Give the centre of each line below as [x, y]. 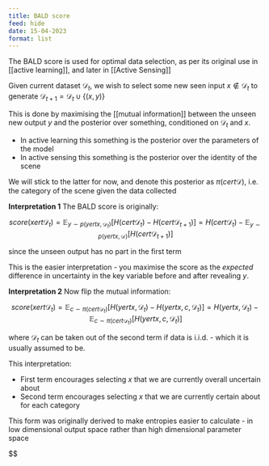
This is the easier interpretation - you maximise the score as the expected [131, 267]
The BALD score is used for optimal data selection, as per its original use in [133, 61]
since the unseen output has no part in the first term [95, 251]
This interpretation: [40, 363]
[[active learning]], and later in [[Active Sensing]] [90, 70]
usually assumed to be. [47, 348]
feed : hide [27, 23]
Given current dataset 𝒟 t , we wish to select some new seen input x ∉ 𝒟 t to [133, 87]
